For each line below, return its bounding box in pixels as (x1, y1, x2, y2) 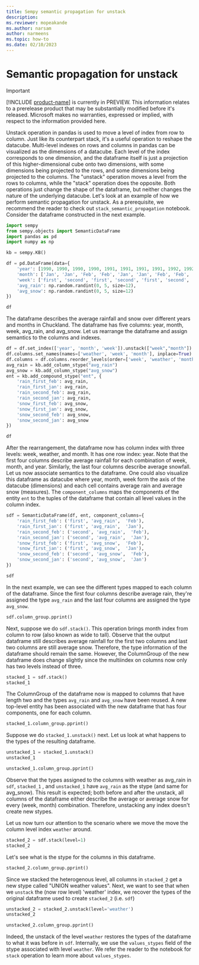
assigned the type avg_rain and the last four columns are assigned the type (6, 596, 191, 603)
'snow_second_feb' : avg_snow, (17, 412, 92, 417)
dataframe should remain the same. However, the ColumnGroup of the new (6, 650, 190, 657)
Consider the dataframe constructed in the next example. (6, 211, 146, 218)
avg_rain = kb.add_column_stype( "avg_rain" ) (6, 362, 118, 368)
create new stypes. (6, 808, 53, 815)
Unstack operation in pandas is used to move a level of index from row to (6, 129, 185, 136)
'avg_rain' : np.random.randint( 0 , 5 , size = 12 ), (17, 283, 136, 289)
